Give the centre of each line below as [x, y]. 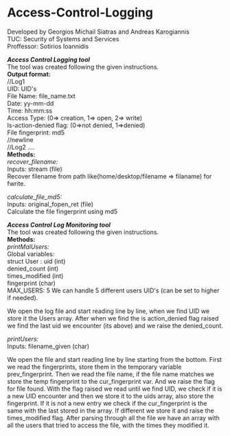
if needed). [23, 297]
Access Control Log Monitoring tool [59, 225]
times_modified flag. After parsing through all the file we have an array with [113, 417]
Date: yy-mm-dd [31, 103]
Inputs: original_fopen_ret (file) [50, 204]
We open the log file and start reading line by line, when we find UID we [108, 311]
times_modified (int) [35, 275]
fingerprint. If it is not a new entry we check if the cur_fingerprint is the [107, 403]
